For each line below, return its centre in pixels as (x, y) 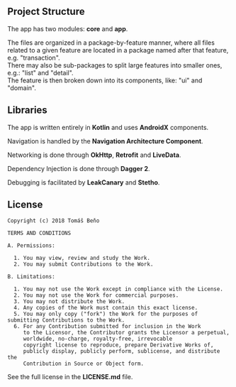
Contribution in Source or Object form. (83, 364)
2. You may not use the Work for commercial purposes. (96, 295)
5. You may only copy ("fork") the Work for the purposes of (106, 314)
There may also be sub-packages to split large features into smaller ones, (115, 65)
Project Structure (46, 12)
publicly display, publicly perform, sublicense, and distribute (122, 351)
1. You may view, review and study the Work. (82, 258)
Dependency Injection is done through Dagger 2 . (79, 168)
